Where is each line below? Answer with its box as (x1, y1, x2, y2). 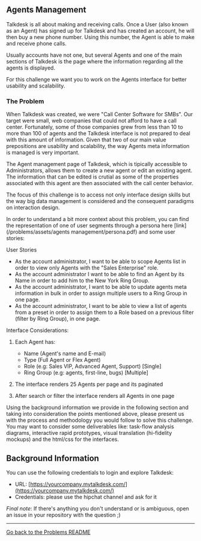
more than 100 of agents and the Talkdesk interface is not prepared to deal (6, 130, 190, 137)
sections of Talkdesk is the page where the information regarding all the (6, 58, 184, 65)
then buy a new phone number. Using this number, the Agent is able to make (6, 33, 195, 41)
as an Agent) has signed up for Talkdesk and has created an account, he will (6, 27, 194, 34)
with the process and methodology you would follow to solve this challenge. (6, 416, 193, 424)
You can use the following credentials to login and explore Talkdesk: (6, 469, 174, 476)
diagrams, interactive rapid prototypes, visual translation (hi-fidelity (6, 430, 172, 437)
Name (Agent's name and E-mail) (23, 350, 106, 357)
